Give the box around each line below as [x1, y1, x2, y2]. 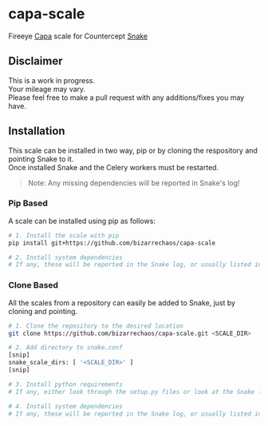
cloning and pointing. [8, 306, 78, 316]
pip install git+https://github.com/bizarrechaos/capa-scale [8, 239, 216, 247]
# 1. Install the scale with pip [8, 231, 120, 240]
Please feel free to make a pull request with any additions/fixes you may [8, 93, 245, 102]
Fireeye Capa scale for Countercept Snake [8, 31, 148, 41]
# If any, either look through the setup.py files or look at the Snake [8, 388, 255, 396]
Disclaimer [8, 54, 63, 68]
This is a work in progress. [8, 75, 96, 85]
